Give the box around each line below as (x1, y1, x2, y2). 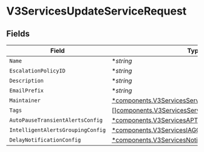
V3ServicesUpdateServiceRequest (6, 4, 187, 18)
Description (9, 77, 44, 84)
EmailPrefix (9, 87, 44, 94)
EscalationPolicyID (9, 67, 66, 74)
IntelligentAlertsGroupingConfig (9, 126, 106, 133)
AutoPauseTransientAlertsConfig (9, 117, 103, 123)
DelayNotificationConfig (9, 137, 81, 143)
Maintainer (9, 97, 41, 104)
